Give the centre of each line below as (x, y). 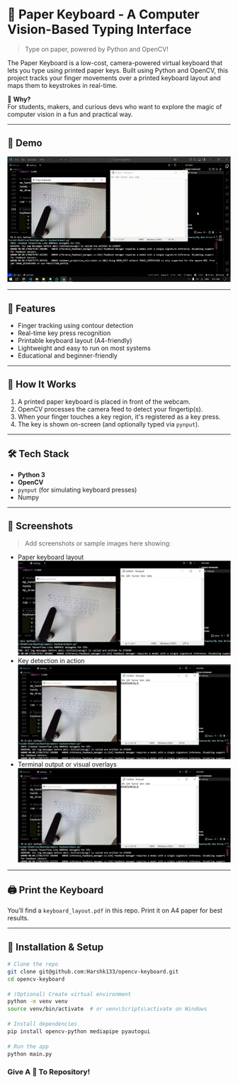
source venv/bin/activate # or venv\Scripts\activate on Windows (107, 1009)
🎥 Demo (25, 143)
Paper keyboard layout (51, 557)
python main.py (30, 1054)
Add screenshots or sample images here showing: (98, 543)
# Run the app (28, 1046)
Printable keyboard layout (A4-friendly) (75, 341)
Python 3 (32, 475)
